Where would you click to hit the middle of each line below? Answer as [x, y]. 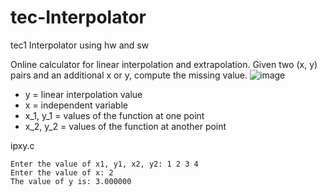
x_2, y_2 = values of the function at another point [125, 126]
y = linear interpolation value [83, 94]
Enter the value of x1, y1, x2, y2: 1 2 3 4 [104, 164]
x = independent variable [76, 105]
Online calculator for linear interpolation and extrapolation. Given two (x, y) [164, 64]
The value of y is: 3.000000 [71, 181]
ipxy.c [22, 145]
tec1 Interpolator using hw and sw [80, 45]
